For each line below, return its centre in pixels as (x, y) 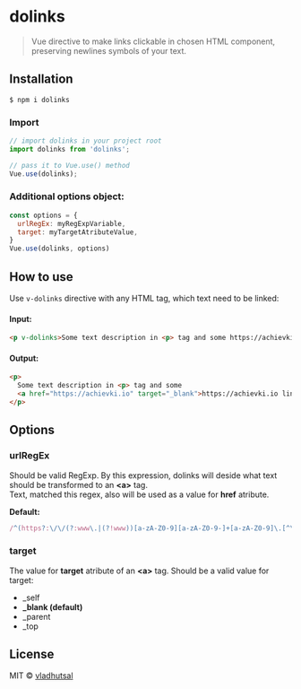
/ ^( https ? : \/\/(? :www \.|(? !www (68, 528)
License (32, 654)
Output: (24, 358)
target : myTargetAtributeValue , (78, 232)
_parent (36, 616)
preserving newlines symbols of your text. (108, 50)
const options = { (43, 215)
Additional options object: (67, 196)
